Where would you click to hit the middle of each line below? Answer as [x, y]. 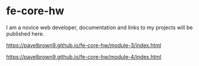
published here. [25, 33]
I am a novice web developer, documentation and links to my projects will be [99, 27]
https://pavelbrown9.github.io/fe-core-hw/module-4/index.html [84, 56]
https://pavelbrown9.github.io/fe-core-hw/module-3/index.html [84, 45]
